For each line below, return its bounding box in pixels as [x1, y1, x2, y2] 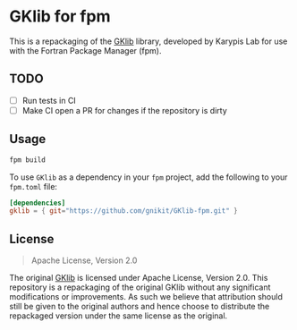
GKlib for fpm [9, 6, 111, 27]
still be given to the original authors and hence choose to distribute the [9, 301, 270, 312]
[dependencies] [9, 199, 66, 207]
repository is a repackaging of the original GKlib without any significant [9, 282, 271, 292]
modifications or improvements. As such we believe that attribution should [9, 292, 284, 302]
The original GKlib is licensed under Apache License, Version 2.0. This [9, 273, 268, 283]
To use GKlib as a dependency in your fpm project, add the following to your [9, 172, 288, 182]
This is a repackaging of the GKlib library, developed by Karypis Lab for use [9, 36, 288, 47]
